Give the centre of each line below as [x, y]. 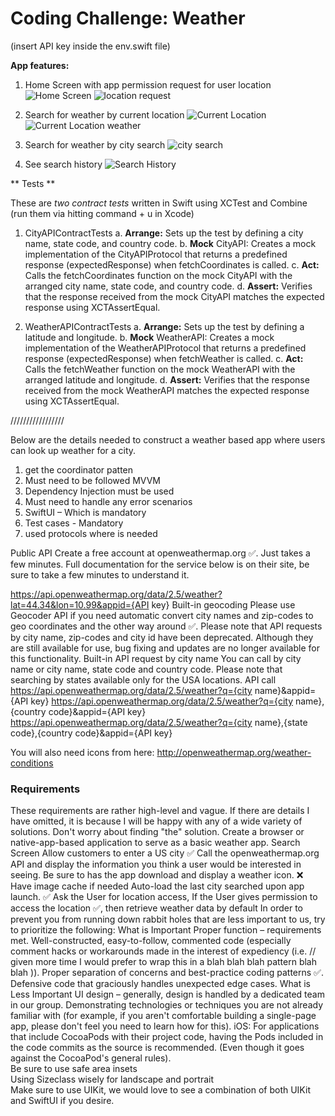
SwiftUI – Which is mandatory [85, 512]
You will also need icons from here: [82, 752]
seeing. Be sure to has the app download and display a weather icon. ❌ [157, 875]
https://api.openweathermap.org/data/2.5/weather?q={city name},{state [159, 722]
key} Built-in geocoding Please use [223, 604]
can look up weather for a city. [73, 450]
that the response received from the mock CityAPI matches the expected [174, 296]
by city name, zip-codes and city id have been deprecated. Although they [162, 637]
